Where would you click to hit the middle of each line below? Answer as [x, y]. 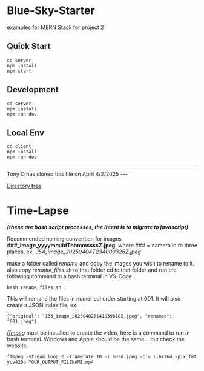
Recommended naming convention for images [64, 239]
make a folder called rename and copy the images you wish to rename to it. [101, 264]
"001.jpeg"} [22, 322]
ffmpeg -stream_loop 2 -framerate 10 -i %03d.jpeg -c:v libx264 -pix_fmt [102, 357]
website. [18, 346]
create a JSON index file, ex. [42, 305]
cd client [19, 147]
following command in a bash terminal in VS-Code [70, 276]
